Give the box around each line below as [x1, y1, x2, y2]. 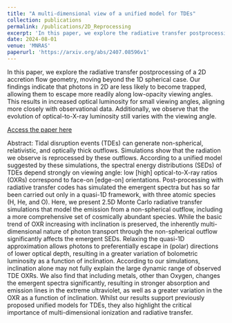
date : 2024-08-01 [7, 36, 57, 43]
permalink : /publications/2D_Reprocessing [7, 23, 131, 30]
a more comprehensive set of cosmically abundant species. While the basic [7, 212, 222, 220]
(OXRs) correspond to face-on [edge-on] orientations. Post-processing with [7, 175, 224, 184]
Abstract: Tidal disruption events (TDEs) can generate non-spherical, [7, 139, 204, 147]
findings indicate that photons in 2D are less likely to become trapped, [7, 82, 206, 91]
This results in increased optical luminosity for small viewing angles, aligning [7, 97, 225, 105]
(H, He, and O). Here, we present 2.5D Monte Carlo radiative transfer [7, 198, 202, 206]
